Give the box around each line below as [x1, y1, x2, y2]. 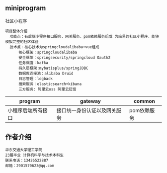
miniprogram [5, 4, 46, 12]
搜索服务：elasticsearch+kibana [18, 82, 82, 86]
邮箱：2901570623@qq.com [5, 163, 55, 168]
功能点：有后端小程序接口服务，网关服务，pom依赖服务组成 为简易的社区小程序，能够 [9, 34, 159, 39]
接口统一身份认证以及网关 [56, 107, 117, 114]
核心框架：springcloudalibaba [18, 50, 78, 55]
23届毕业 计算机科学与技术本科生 [5, 153, 64, 158]
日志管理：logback [18, 76, 53, 81]
